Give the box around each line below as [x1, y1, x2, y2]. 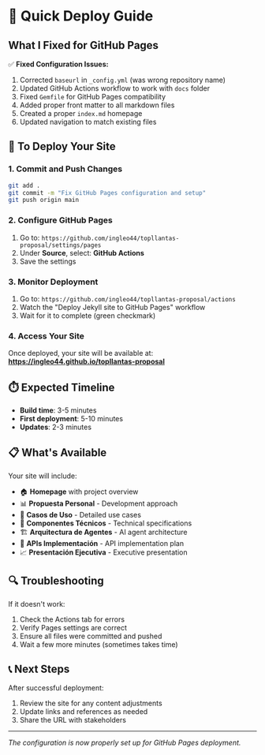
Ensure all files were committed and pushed [19, 631, 162, 641]
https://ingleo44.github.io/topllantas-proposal [8, 357, 166, 366]
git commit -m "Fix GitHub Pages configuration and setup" [8, 189, 207, 196]
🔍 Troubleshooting [8, 574, 104, 588]
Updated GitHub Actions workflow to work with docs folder [19, 84, 211, 93]
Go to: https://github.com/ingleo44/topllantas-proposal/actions [19, 293, 237, 303]
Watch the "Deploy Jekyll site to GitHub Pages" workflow [19, 302, 206, 312]
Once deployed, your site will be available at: [8, 349, 154, 358]
